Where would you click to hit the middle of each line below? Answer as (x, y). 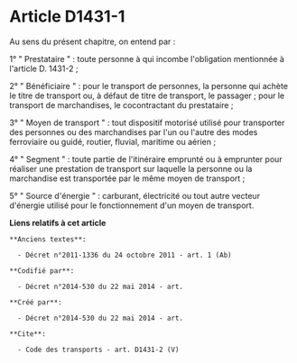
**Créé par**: (36, 302)
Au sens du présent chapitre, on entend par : (93, 41)
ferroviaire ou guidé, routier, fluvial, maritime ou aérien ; (113, 141)
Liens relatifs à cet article (58, 222)
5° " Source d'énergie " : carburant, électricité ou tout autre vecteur (135, 195)
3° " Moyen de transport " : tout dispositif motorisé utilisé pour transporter (147, 123)
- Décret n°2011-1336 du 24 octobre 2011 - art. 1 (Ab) (125, 255)
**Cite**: (28, 334)
